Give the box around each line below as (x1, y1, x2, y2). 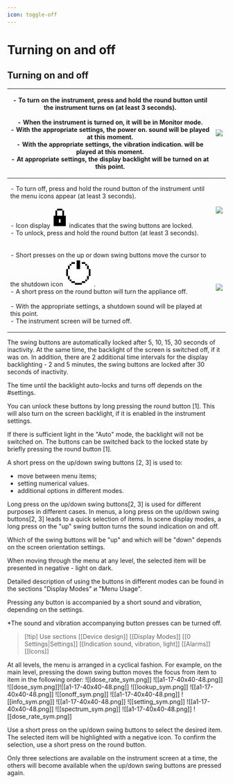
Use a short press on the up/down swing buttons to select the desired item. (7, 726, 223, 734)
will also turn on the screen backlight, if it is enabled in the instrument (7, 410, 206, 418)
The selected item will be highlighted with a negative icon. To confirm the (7, 733, 216, 742)
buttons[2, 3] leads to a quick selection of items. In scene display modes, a (7, 515, 222, 524)
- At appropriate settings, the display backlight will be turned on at (10, 155, 209, 163)
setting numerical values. (17, 479, 89, 487)
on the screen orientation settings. (7, 543, 105, 551)
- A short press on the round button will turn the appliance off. (10, 287, 188, 295)
